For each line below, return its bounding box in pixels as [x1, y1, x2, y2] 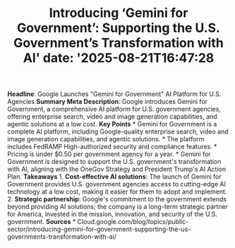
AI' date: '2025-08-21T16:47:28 [23, 50, 215, 66]
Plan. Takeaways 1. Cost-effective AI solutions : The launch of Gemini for [7, 172, 222, 181]
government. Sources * [7, 218, 76, 226]
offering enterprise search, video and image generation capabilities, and [7, 112, 217, 121]
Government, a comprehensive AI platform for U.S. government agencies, [7, 105, 221, 114]
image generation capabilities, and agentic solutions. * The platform [7, 135, 205, 143]
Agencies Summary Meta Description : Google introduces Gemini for [7, 98, 208, 106]
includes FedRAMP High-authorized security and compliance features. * [7, 143, 217, 151]
